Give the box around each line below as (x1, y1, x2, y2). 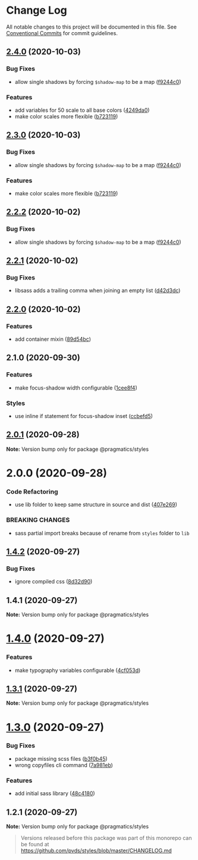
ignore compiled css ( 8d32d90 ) (14, 578, 93, 585)
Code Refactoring (6, 487, 58, 495)
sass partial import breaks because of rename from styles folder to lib (14, 529, 190, 536)
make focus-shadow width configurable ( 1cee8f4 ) (14, 384, 138, 391)
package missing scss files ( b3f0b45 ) (14, 755, 108, 762)
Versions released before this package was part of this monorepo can (20, 834, 192, 842)
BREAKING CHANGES (6, 516, 70, 524)
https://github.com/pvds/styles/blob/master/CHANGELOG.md (20, 847, 172, 854)
